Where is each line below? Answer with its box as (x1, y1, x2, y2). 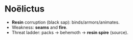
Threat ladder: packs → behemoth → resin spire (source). (11, 29, 129, 35)
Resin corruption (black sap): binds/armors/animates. (11, 19, 120, 25)
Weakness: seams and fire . (11, 24, 67, 30)
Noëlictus (4, 3, 45, 14)
